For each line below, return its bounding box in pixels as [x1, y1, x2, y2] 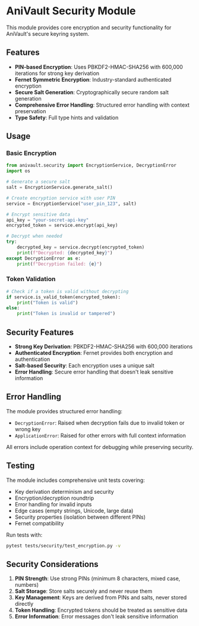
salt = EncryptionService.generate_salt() [6, 185, 113, 191]
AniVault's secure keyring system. [6, 30, 90, 37]
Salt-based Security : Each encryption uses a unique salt [14, 362, 154, 369]
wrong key [14, 425, 41, 432]
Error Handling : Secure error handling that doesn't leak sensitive [14, 368, 173, 376]
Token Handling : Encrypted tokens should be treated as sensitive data [14, 606, 188, 614]
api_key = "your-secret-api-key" [6, 217, 89, 223]
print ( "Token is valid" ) [17, 300, 78, 306]
